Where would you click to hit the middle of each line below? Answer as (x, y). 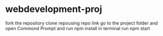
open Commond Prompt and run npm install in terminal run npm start (78, 28)
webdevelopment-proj (54, 9)
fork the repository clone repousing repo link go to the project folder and (82, 23)
